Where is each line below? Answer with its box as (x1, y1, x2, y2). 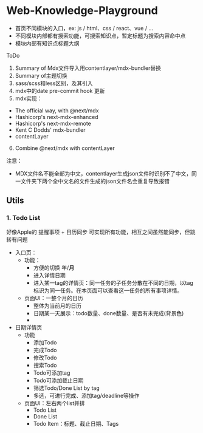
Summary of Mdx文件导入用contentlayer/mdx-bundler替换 (15, 64, 162, 72)
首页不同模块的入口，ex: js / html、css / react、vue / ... (15, 24, 154, 32)
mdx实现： (15, 95, 43, 102)
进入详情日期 (33, 271, 66, 279)
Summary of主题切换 (15, 72, 68, 79)
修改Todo (33, 353, 57, 361)
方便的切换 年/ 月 (33, 264, 75, 271)
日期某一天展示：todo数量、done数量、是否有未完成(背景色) (33, 309, 184, 316)
